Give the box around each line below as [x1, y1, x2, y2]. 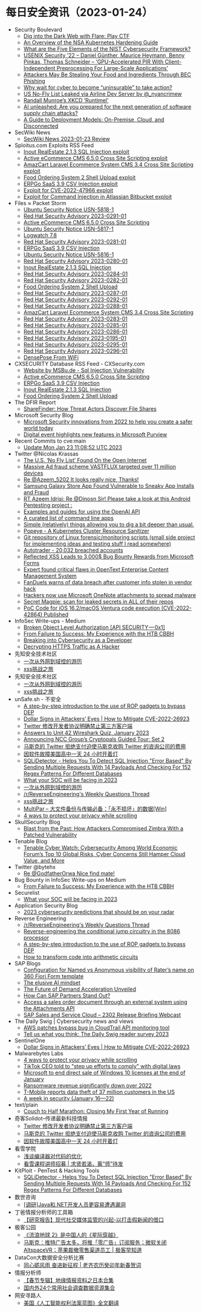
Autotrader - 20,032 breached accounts [23, 546, 123, 553]
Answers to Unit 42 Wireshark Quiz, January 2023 [23, 729, 149, 736]
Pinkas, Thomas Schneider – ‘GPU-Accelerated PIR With [23, 58, 164, 65]
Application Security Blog [14, 902, 78, 909]
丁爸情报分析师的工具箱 [14, 1208, 73, 1216]
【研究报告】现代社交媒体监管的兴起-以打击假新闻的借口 [23, 1216, 165, 1223]
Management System [23, 572, 77, 579]
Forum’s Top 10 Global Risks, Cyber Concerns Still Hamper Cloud [23, 850, 186, 858]
